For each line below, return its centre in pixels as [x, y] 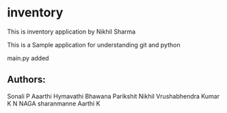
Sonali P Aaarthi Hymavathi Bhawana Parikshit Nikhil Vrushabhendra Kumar [113, 96]
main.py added [28, 58]
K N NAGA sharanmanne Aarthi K [54, 103]
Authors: [26, 80]
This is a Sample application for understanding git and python [94, 45]
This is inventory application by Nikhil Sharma [71, 32]
